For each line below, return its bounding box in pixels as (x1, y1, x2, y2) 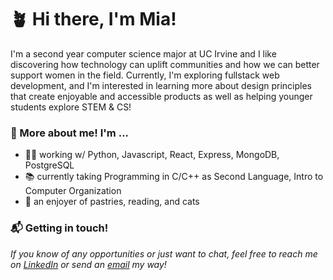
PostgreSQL (24, 159, 75, 171)
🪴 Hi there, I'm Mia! (10, 8, 177, 31)
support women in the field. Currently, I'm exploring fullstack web (10, 69, 280, 81)
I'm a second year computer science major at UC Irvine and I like (10, 47, 277, 60)
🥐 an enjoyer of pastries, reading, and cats (24, 196, 200, 208)
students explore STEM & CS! (10, 101, 132, 113)
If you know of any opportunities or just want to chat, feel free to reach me (10, 247, 318, 260)
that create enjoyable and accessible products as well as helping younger (10, 90, 313, 102)
